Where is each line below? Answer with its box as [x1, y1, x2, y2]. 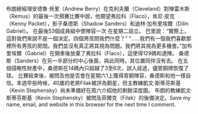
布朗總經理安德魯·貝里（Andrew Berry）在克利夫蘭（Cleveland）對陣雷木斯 [6, 5, 190, 12]
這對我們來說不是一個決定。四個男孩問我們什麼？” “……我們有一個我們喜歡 [6, 35, 187, 42]
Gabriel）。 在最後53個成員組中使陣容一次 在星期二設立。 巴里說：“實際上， [6, 27, 190, 34]
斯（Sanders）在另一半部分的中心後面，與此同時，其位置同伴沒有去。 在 [6, 57, 183, 64]
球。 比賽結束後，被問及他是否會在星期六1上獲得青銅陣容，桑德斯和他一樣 [6, 72, 186, 79]
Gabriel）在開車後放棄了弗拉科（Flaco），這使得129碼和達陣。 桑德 [26, 50, 189, 56]
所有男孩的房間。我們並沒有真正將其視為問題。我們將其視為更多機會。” [11, 42, 182, 49]
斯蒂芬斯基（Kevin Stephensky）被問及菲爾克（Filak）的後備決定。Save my [6, 94, 191, 101]
